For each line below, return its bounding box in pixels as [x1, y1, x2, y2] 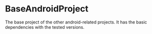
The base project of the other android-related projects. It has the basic [5, 19, 148, 25]
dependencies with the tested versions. [5, 24, 85, 30]
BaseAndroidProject [5, 3, 89, 14]
